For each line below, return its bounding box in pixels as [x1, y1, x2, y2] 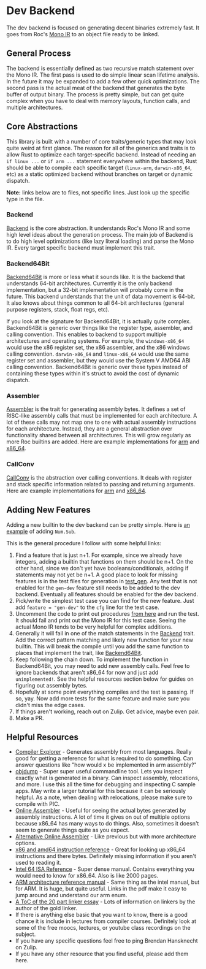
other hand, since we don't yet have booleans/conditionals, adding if [15, 564, 189, 572]
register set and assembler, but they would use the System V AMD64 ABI [6, 357, 191, 364]
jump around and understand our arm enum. [15, 892, 128, 899]
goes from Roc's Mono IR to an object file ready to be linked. [6, 30, 159, 37]
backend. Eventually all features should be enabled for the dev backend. [15, 590, 198, 598]
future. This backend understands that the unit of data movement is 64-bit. [6, 293, 196, 301]
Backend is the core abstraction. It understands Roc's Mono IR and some [6, 224, 191, 232]
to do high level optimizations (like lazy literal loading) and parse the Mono [6, 237, 194, 245]
